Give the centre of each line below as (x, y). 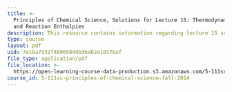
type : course (26, 39)
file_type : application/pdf (48, 59)
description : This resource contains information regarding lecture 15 (112, 33)
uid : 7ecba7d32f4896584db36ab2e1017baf (65, 53)
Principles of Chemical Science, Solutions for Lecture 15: (101, 20)
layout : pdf (24, 46)
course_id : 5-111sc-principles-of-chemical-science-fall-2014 (98, 78)
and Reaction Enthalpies (49, 26)
